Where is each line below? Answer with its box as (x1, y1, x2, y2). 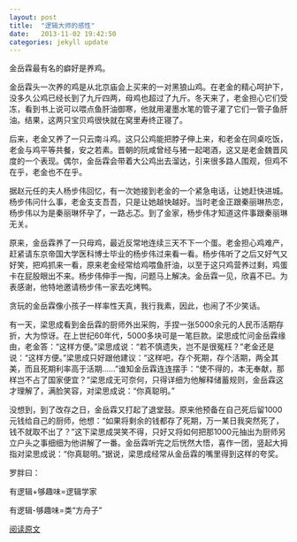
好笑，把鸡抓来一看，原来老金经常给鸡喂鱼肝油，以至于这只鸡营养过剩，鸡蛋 (9, 260, 288, 271)
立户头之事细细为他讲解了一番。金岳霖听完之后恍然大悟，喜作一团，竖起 (9, 438, 272, 448)
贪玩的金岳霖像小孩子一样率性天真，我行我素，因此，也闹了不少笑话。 (9, 301, 265, 311)
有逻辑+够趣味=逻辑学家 (9, 486, 97, 497)
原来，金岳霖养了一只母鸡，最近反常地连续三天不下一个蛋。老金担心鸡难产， (9, 238, 288, 248)
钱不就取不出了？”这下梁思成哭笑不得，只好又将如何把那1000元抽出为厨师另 (9, 426, 286, 438)
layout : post (9, 12, 57, 22)
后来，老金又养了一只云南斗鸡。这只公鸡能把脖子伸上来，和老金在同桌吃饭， (9, 134, 288, 144)
